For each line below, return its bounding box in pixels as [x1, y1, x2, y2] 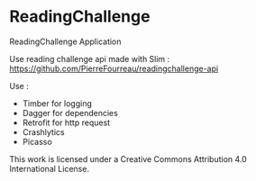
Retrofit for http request [22, 117, 111, 128]
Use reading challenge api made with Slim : [9, 53, 170, 64]
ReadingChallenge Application [9, 36, 122, 47]
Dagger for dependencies [22, 107, 119, 118]
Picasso [22, 136, 52, 147]
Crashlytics [22, 126, 65, 137]
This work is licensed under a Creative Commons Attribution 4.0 [9, 153, 248, 164]
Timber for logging [22, 97, 93, 109]
